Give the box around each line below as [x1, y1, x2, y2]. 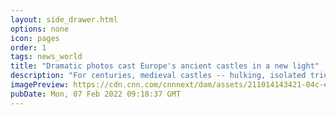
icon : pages [10, 33, 60, 43]
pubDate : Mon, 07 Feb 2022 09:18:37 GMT [10, 89, 182, 99]
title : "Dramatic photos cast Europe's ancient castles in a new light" [10, 61, 320, 71]
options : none [10, 24, 70, 34]
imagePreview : [10, 80, 70, 90]
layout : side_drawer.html [10, 14, 118, 25]
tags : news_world [10, 52, 83, 62]
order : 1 [10, 42, 47, 53]
